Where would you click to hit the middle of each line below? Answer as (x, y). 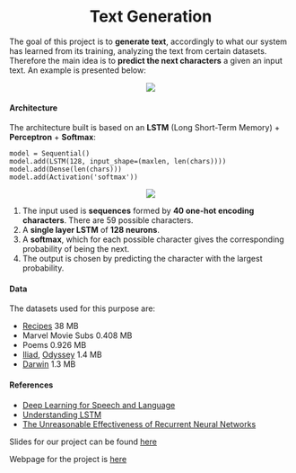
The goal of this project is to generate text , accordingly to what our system (148, 41)
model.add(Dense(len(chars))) (66, 170)
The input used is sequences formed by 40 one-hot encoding (138, 211)
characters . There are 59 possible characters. (108, 220)
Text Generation (151, 17)
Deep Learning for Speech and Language (99, 405)
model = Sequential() (50, 154)
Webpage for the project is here (68, 459)
